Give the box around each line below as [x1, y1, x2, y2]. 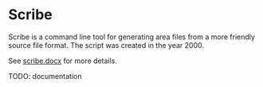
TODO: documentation [8, 71, 82, 81]
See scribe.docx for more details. [8, 56, 118, 65]
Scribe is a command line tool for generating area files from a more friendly [8, 32, 255, 42]
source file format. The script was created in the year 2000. [8, 40, 205, 49]
